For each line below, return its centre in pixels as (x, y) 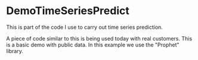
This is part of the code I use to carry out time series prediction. (84, 27)
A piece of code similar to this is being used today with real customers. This (99, 38)
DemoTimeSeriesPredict (68, 11)
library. (15, 51)
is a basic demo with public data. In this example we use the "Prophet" (93, 45)
